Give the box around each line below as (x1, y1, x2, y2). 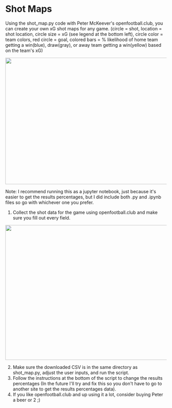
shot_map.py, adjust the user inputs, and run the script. (12, 369, 130, 376)
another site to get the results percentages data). (12, 386, 116, 392)
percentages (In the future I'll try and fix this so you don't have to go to (12, 380, 162, 386)
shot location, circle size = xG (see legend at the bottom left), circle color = (5, 31, 163, 37)
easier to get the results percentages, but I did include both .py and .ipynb (5, 194, 161, 200)
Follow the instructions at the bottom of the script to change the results (12, 375, 163, 381)
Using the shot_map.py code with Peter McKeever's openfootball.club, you (5, 20, 163, 26)
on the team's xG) (5, 47, 44, 53)
